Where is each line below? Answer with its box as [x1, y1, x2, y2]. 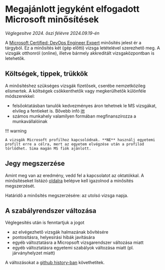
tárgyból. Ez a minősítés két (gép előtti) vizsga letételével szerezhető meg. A [5, 45, 160, 51]
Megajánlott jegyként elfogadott [5, 3, 140, 15]
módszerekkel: [5, 93, 35, 99]
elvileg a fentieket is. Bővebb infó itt [12, 108, 85, 114]
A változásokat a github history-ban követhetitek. [5, 260, 105, 266]
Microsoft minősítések [5, 14, 99, 25]
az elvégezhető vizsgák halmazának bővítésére [12, 229, 108, 235]
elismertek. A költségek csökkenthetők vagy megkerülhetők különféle [5, 88, 146, 94]
